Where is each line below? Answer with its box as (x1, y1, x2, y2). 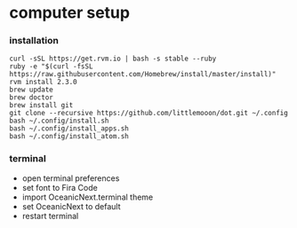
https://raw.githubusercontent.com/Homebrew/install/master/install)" (9, 70, 277, 79)
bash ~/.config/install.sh (9, 116, 109, 126)
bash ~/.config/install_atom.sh (9, 132, 129, 141)
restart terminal (21, 210, 79, 221)
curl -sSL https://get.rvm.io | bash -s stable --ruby (9, 54, 217, 64)
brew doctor (9, 93, 53, 102)
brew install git (9, 101, 74, 110)
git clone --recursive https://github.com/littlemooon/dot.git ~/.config (9, 109, 289, 118)
